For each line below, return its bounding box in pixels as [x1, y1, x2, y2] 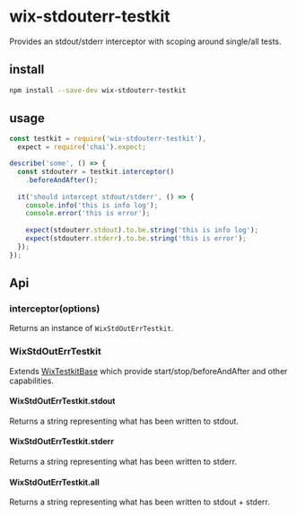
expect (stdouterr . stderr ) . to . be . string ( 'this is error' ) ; [25, 234, 247, 243]
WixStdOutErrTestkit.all [9, 477, 100, 487]
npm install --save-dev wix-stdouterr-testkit [9, 85, 187, 95]
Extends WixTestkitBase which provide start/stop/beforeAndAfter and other [9, 365, 288, 376]
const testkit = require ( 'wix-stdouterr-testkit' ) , [9, 135, 206, 144]
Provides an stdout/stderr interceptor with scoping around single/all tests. [9, 36, 282, 47]
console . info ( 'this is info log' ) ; [25, 200, 159, 210]
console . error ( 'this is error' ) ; [25, 209, 151, 218]
